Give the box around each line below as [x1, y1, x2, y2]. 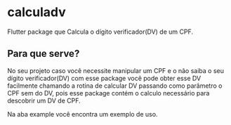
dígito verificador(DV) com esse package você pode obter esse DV [7, 74, 202, 82]
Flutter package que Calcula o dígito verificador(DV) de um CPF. [7, 27, 194, 36]
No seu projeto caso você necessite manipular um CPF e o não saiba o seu [7, 66, 225, 74]
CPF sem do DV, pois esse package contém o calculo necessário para [7, 88, 210, 97]
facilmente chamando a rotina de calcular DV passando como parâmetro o [7, 81, 223, 90]
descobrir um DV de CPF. [7, 96, 81, 105]
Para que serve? [7, 48, 80, 60]
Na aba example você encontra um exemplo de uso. [7, 110, 158, 118]
